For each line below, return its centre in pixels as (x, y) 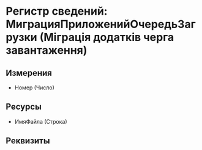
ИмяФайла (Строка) (41, 121)
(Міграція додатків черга (107, 37)
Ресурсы (24, 107)
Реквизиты (28, 141)
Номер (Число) (34, 88)
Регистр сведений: (57, 11)
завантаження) (47, 51)
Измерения (29, 73)
